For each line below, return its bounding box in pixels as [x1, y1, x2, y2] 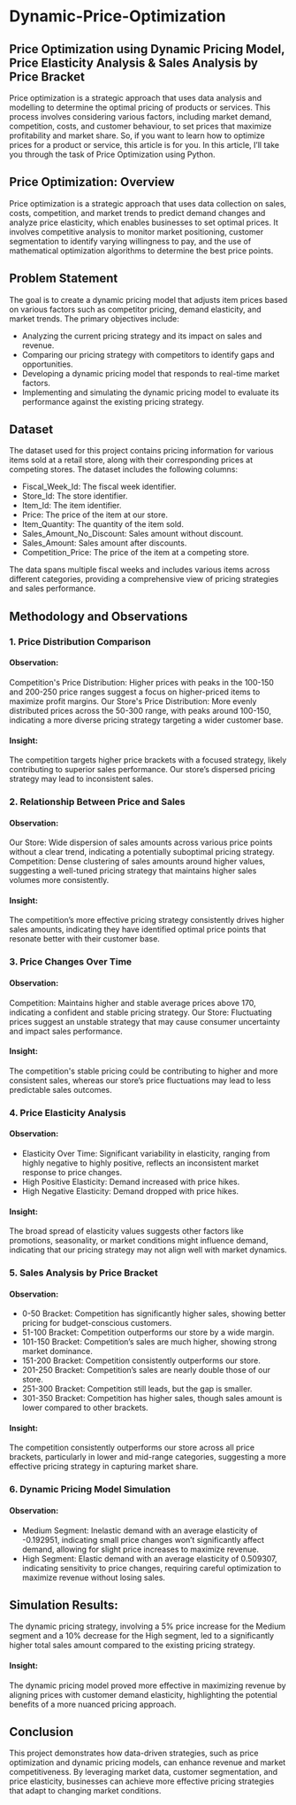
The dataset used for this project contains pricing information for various [9, 445, 274, 456]
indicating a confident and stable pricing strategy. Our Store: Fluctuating [9, 1007, 272, 1018]
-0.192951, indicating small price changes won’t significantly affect [21, 1534, 265, 1545]
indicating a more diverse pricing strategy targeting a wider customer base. [9, 715, 285, 725]
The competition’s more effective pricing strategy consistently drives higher [9, 915, 285, 926]
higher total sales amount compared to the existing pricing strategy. [9, 1640, 256, 1651]
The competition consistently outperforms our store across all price [9, 1442, 254, 1453]
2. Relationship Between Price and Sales [9, 795, 186, 808]
